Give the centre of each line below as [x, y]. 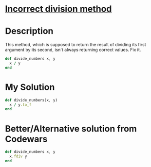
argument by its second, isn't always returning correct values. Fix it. [73, 50]
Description [29, 31]
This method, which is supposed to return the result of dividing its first [75, 45]
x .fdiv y [18, 156]
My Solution [30, 87]
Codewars [26, 139]
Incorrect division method [58, 9]
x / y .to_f [20, 105]
